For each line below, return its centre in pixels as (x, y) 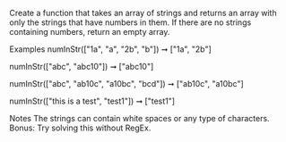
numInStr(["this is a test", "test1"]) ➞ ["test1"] (92, 101)
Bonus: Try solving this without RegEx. (80, 128)
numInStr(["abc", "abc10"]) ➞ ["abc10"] (82, 67)
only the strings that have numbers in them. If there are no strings (130, 22)
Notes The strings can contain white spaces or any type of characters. (140, 118)
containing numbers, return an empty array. (90, 32)
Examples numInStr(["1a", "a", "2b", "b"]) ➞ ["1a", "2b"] (111, 49)
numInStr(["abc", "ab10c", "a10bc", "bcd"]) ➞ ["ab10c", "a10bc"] (126, 84)
